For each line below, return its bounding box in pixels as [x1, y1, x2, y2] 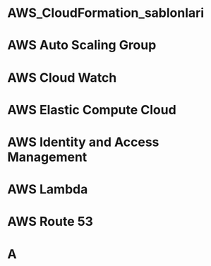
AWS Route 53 [7, 214, 94, 230]
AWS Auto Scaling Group [7, 37, 157, 54]
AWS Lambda [7, 181, 88, 198]
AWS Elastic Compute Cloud [7, 102, 176, 118]
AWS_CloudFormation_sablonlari [7, 5, 205, 21]
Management [7, 149, 88, 165]
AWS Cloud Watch [7, 69, 117, 85]
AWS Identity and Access [7, 134, 159, 150]
